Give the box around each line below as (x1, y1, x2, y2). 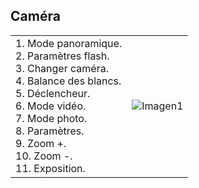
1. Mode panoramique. (15, 36, 123, 50)
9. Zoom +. (15, 136, 67, 150)
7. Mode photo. (15, 111, 88, 125)
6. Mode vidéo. (15, 99, 87, 113)
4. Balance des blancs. (15, 74, 122, 88)
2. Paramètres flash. (15, 49, 110, 63)
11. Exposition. (15, 161, 86, 175)
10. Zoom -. (15, 149, 73, 163)
